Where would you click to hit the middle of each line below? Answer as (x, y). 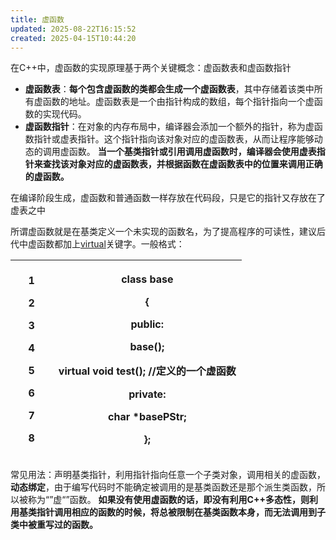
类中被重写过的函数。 (54, 525)
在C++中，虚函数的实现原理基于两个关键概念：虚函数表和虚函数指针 (151, 68)
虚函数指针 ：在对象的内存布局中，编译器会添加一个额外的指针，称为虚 (169, 127)
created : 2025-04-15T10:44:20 (73, 38)
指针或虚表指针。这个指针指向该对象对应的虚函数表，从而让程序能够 (174, 139)
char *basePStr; (147, 417)
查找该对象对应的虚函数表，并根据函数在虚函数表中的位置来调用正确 (182, 164)
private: (147, 394)
